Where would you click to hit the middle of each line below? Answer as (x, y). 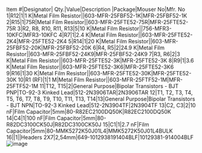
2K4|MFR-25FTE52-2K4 (37, 41)
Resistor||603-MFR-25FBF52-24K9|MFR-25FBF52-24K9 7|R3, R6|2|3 (93, 54)
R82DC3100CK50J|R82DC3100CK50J (54, 124)
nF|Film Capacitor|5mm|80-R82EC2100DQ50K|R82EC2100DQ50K (89, 112)
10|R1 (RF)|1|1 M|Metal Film (51, 80)
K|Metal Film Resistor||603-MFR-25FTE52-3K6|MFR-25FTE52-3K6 (90, 67)
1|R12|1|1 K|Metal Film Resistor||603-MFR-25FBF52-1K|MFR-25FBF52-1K (97, 16)
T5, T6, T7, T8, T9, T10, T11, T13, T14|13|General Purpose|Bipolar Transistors (101, 99)
